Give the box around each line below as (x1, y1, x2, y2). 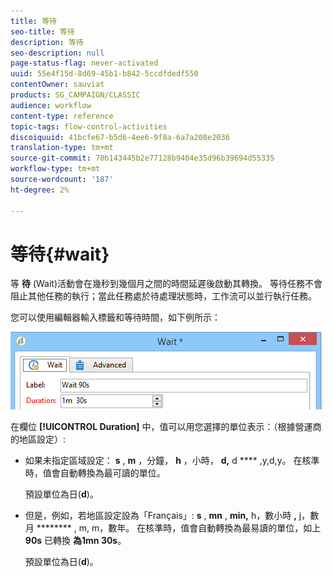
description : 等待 (10, 37, 84, 47)
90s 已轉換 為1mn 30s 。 (24, 535, 127, 547)
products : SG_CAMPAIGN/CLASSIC (10, 90, 141, 100)
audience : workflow (10, 100, 92, 110)
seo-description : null (10, 48, 105, 58)
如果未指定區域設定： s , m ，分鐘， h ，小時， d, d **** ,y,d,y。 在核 (24, 455, 312, 467)
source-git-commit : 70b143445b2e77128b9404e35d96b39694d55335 (10, 153, 275, 164)
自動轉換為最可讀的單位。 (59, 467, 166, 479)
